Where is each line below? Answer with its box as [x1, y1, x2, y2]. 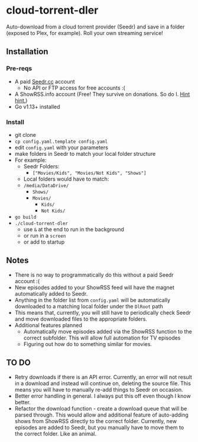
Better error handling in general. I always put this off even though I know [14, 392, 191, 399]
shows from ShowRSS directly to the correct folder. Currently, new [14, 417, 177, 424]
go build [14, 214, 37, 220]
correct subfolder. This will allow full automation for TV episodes [23, 334, 181, 341]
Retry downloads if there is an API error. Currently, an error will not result [14, 373, 192, 380]
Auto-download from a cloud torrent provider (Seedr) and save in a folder [6, 23, 185, 30]
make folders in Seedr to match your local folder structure [14, 150, 156, 157]
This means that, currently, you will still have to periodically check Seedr [14, 309, 191, 316]
